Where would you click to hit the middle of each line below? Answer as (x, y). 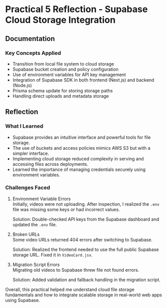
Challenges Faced (28, 188)
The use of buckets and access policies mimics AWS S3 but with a (81, 148)
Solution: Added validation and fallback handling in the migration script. (87, 280)
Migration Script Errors (36, 264)
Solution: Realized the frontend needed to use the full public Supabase (86, 249)
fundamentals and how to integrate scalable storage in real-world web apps (84, 295)
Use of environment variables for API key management (69, 75)
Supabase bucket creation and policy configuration (66, 69)
